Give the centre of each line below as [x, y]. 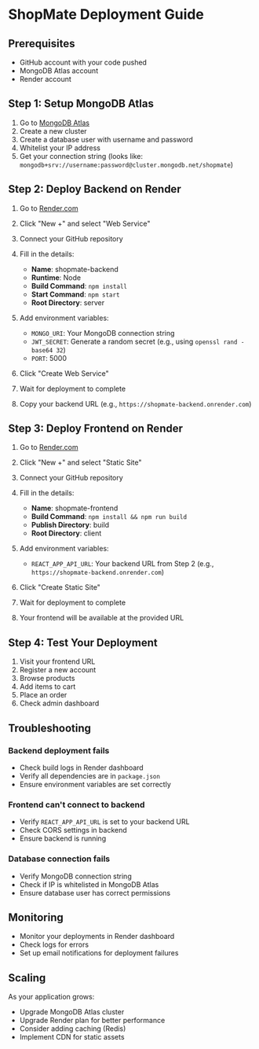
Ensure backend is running [63, 838]
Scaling [27, 978]
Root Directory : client [66, 533]
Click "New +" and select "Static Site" [80, 462]
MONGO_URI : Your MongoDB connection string [103, 333]
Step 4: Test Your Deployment [83, 642]
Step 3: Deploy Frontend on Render [95, 429]
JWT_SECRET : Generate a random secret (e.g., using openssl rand [134, 341]
